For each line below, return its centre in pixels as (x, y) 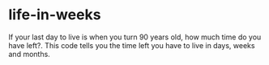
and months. (29, 54)
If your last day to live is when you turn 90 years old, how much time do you (135, 37)
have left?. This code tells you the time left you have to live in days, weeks (132, 45)
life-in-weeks (55, 15)
